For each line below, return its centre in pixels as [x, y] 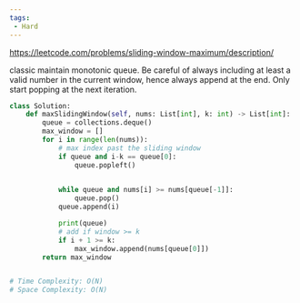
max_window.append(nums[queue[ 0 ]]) [141, 248]
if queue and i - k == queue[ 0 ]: [117, 157]
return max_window [77, 257]
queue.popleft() [105, 165]
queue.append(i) [89, 207]
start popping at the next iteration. [73, 89]
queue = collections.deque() [97, 123]
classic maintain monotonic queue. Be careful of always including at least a [150, 70]
